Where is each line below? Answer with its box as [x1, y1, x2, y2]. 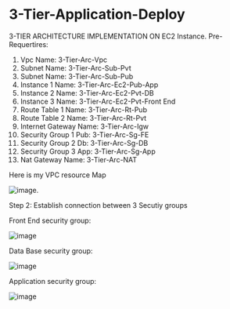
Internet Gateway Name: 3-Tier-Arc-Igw [20, 122, 149, 131]
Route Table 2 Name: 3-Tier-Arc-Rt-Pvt [20, 113, 147, 122]
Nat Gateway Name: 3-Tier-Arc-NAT [20, 154, 138, 164]
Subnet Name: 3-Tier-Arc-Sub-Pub [20, 71, 134, 81]
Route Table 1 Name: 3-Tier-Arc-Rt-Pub [20, 104, 148, 115]
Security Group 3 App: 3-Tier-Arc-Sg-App [20, 147, 156, 156]
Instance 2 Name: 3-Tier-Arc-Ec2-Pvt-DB [20, 88, 155, 97]
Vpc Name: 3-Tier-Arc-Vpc [20, 55, 108, 64]
